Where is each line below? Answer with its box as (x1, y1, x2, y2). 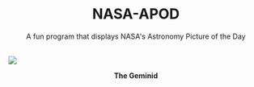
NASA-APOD (91, 5, 180, 23)
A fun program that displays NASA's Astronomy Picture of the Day (26, 31, 246, 41)
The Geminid (113, 70, 159, 81)
